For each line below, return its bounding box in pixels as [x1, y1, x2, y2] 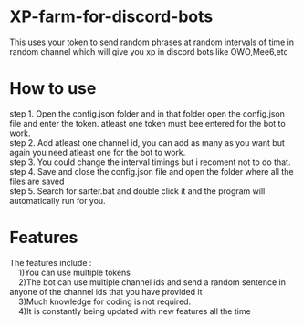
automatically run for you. [9, 195, 107, 206]
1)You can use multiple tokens [17, 267, 131, 278]
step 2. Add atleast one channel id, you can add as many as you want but [9, 137, 285, 148]
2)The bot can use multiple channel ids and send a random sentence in [17, 276, 286, 288]
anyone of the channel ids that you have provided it [9, 286, 203, 297]
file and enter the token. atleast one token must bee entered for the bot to [9, 117, 286, 128]
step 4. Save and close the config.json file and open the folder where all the [9, 166, 294, 177]
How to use [9, 78, 97, 99]
